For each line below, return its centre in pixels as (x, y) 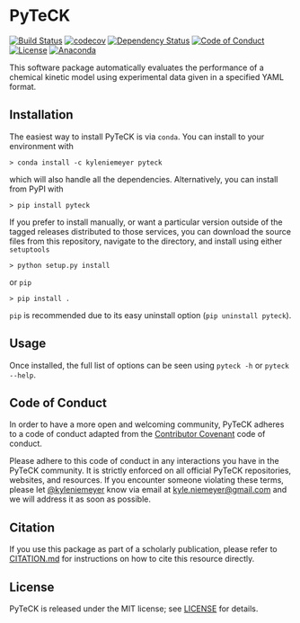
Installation (41, 115)
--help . (22, 375)
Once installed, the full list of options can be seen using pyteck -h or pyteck (149, 365)
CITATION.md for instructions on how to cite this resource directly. (132, 559)
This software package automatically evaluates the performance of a (137, 67)
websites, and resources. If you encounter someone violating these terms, (147, 480)
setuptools (30, 249)
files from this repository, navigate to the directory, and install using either (146, 241)
